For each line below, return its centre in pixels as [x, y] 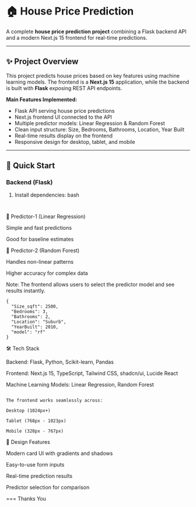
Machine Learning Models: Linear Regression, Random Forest [80, 385]
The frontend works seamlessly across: [55, 401]
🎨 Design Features [28, 442]
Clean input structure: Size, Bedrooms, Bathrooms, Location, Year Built [99, 129]
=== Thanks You [26, 499]
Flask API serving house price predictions [64, 111]
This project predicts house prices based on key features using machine [93, 75]
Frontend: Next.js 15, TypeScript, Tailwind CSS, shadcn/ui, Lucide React [92, 373]
